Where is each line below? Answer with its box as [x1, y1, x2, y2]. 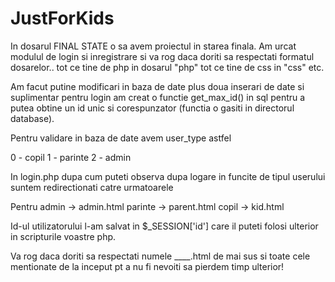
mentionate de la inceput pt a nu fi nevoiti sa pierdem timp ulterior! [10, 260, 285, 272]
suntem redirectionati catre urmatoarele [10, 181, 174, 193]
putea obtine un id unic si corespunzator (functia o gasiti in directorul [10, 102, 295, 114]
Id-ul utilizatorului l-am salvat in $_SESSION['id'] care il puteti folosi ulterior [10, 220, 319, 232]
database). [10, 112, 55, 124]
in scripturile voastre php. [10, 230, 117, 242]
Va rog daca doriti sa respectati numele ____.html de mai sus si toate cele [10, 250, 311, 262]
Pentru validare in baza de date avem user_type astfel [10, 132, 232, 144]
